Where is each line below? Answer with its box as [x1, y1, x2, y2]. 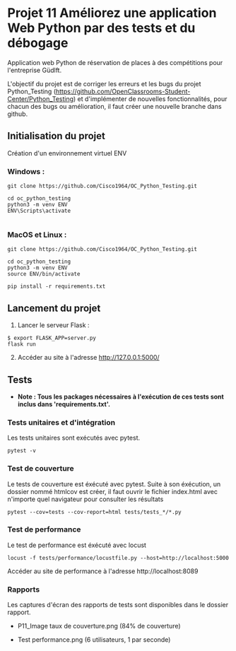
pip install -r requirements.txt [7, 283, 106, 291]
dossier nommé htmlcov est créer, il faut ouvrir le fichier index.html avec [7, 487, 218, 495]
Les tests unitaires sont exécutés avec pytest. [7, 433, 140, 442]
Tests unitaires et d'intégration [7, 417, 115, 427]
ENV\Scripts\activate [7, 207, 71, 215]
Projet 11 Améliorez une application [7, 5, 217, 21]
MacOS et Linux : [7, 230, 67, 240]
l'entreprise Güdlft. [7, 66, 62, 74]
